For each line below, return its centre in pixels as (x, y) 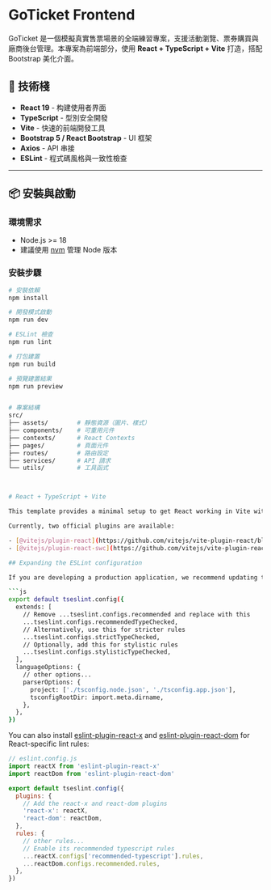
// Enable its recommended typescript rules (99, 848)
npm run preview (35, 386)
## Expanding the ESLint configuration (75, 563)
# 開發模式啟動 (30, 312)
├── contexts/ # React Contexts (72, 438)
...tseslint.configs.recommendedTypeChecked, (101, 622)
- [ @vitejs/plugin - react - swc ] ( (61, 548)
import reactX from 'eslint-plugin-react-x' (84, 766)
